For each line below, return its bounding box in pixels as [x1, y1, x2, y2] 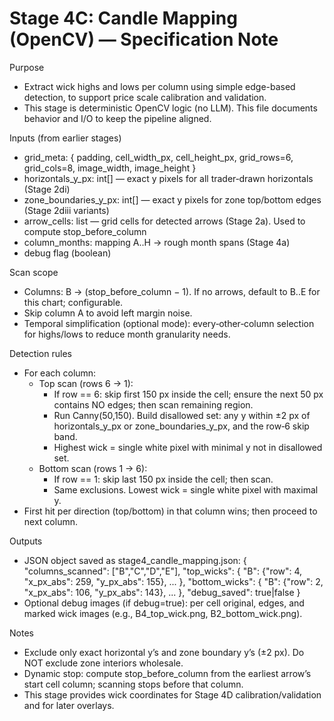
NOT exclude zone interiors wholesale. [23, 657, 184, 669]
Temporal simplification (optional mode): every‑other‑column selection [23, 317, 315, 329]
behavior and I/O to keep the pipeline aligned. [23, 112, 212, 124]
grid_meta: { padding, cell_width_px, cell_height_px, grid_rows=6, [23, 151, 294, 163]
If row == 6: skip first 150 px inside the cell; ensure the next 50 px [53, 388, 324, 400]
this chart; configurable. [23, 296, 124, 308]
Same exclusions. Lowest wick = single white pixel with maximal [53, 483, 319, 496]
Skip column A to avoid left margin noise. [23, 307, 193, 319]
